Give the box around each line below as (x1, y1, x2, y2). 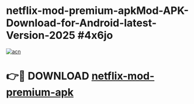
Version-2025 (6, 29, 76, 42)
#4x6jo (77, 29, 113, 42)
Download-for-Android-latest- (6, 16, 157, 30)
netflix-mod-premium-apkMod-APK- (6, 4, 189, 17)
